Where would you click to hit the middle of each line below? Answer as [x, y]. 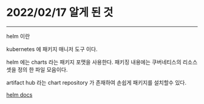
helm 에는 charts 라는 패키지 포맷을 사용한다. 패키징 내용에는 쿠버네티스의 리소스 [102, 62]
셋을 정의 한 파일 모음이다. [37, 69]
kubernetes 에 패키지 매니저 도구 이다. [52, 49]
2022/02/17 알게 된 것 [60, 12]
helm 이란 [18, 36]
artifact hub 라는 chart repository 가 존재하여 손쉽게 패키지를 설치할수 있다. [97, 82]
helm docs [19, 94]
